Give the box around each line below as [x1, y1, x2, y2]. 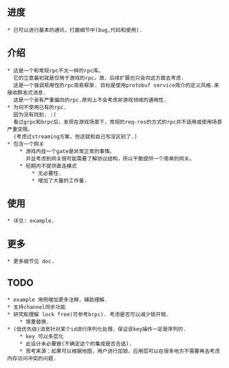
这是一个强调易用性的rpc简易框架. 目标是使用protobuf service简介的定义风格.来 [13, 81, 219, 88]
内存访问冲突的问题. [7, 355, 57, 362]
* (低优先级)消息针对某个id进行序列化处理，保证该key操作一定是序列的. [7, 326, 187, 333]
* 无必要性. [32, 170, 62, 177]
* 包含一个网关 [7, 140, 45, 147]
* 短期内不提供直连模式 [19, 162, 77, 169]
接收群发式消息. [7, 89, 47, 96]
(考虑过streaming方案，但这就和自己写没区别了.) [13, 133, 138, 140]
